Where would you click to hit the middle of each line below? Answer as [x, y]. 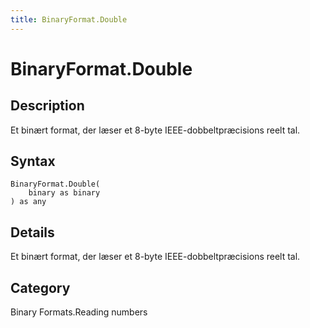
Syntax [33, 161]
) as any [28, 202]
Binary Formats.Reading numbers [79, 312]
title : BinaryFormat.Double [69, 19]
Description [47, 106]
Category [40, 287]
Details [32, 232]
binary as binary [64, 193]
